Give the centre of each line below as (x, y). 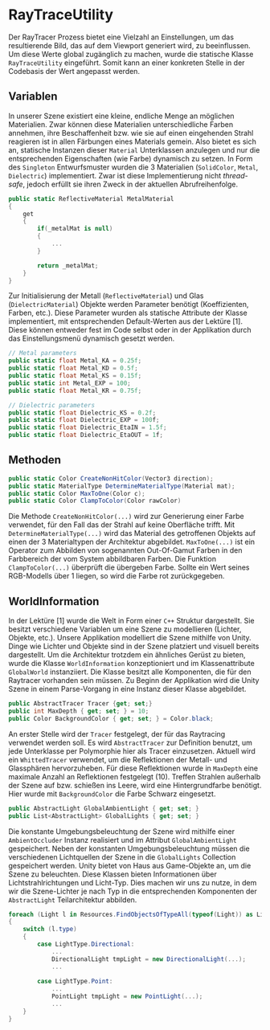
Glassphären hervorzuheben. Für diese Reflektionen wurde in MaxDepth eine (133, 768)
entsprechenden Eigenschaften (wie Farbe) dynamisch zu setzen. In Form (131, 158)
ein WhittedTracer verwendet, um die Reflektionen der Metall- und (118, 759)
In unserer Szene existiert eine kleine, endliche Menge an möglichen (121, 116)
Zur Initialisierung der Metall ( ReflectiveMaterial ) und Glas (106, 296)
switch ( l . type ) (50, 930)
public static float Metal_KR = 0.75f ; (75, 390)
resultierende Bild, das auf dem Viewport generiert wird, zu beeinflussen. (129, 45)
